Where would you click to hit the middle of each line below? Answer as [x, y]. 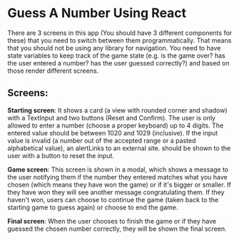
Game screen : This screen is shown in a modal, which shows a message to [118, 169]
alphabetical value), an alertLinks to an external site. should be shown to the [119, 148]
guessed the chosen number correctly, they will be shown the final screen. [117, 229]
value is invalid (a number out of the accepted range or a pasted [102, 140]
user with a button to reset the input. [61, 155]
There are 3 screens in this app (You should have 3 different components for [120, 33]
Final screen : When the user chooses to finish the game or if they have [112, 221]
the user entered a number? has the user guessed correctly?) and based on [118, 63]
